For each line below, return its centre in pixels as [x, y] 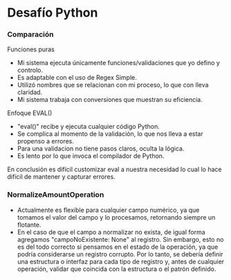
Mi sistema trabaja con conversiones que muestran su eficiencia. [110, 100]
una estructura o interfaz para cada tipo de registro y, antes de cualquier [121, 261]
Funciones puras [31, 49]
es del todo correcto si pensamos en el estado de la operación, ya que [118, 247]
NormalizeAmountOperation [56, 195]
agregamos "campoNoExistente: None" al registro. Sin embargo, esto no [120, 239]
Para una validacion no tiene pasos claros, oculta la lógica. [101, 149]
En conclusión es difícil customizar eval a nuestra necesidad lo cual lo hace [114, 169]
